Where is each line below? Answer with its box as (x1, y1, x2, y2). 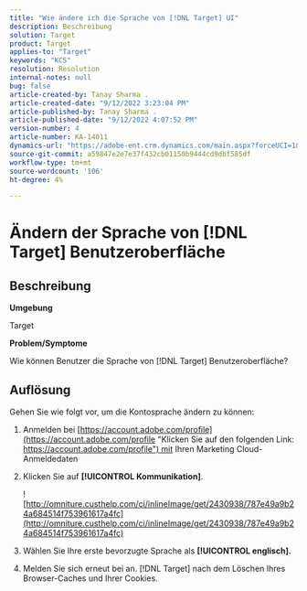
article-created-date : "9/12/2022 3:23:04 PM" (9, 98, 190, 108)
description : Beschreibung (9, 22, 112, 31)
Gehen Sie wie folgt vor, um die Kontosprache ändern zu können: (9, 406, 255, 417)
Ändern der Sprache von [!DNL (9, 222, 249, 243)
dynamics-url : (9, 141, 64, 150)
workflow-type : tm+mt (9, 157, 92, 167)
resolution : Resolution (9, 65, 101, 74)
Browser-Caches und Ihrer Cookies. (22, 573, 158, 584)
